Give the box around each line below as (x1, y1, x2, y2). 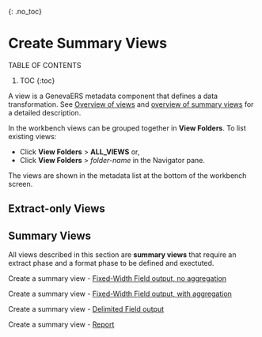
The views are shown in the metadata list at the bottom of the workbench (8, 170, 247, 180)
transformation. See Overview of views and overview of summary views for (8, 99, 254, 109)
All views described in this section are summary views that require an (8, 250, 237, 259)
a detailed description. (8, 108, 82, 117)
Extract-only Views (8, 202, 105, 216)
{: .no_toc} (8, 7, 42, 16)
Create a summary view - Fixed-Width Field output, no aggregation (8, 274, 227, 283)
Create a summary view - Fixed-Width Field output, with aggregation (8, 289, 232, 299)
